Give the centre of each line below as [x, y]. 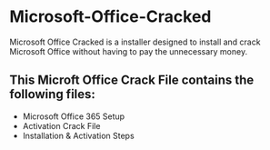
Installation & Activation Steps [78, 135]
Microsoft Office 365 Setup [74, 116]
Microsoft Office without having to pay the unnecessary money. [129, 51]
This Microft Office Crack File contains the [132, 80]
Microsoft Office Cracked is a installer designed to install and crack [135, 42]
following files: [52, 94]
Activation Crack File [61, 125]
